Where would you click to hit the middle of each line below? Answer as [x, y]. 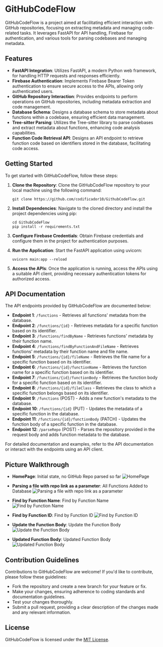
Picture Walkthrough [37, 464]
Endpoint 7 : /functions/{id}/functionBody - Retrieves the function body [85, 378]
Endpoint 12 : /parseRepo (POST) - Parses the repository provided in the [83, 430]
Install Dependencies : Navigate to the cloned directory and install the [82, 208]
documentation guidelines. [39, 597]
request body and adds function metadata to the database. [71, 435]
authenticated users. [33, 91]
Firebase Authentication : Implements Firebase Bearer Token [73, 81]
